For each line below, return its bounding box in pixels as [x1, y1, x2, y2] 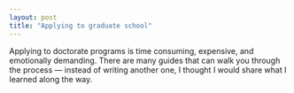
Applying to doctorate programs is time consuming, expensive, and [9, 45, 254, 56]
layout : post [9, 12, 58, 22]
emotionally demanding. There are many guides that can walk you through [9, 55, 281, 66]
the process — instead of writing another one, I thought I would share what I [9, 64, 287, 75]
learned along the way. [9, 74, 93, 84]
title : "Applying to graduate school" [9, 21, 152, 30]
